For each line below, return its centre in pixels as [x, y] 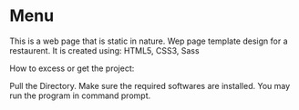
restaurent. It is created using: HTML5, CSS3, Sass [104, 50]
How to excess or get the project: [72, 68]
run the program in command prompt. [80, 95]
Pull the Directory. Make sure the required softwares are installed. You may [150, 85]
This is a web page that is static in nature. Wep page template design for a [149, 41]
